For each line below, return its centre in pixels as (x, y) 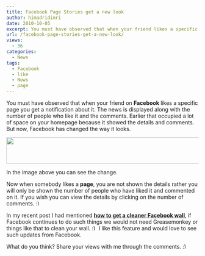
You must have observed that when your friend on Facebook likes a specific (102, 103)
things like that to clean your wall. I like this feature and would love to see (102, 228)
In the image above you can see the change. (62, 172)
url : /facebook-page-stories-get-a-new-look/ (65, 35)
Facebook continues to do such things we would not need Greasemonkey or (102, 222)
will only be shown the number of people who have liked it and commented (101, 190)
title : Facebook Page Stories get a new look (65, 12)
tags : (13, 63)
